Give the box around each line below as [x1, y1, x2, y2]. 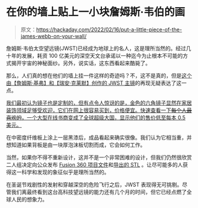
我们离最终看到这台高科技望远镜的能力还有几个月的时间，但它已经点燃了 [11, 188, 187, 195]
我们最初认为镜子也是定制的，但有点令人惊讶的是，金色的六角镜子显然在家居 [6, 99, 192, 106]
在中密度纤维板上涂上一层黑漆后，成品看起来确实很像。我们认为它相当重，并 [6, 134, 192, 141]
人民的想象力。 [11, 196, 48, 203]
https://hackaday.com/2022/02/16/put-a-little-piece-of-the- [36, 26, 183, 33]
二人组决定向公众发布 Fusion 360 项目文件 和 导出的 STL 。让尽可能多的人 [6, 161, 183, 168]
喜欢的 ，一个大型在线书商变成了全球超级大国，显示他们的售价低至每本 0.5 [6, 114, 186, 121]
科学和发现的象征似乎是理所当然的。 [21, 169, 110, 176]
